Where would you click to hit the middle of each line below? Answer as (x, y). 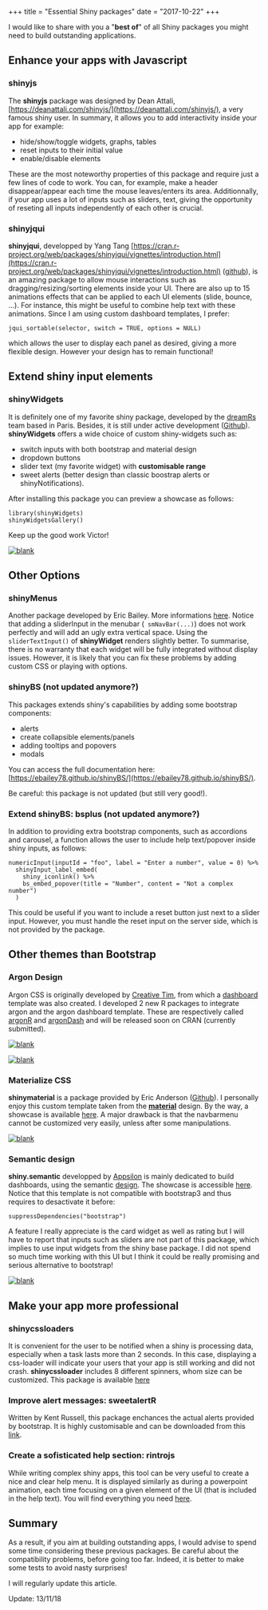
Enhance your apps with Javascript (98, 60)
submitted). (27, 1028)
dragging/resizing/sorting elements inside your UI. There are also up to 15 (129, 288)
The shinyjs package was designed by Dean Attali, (92, 101)
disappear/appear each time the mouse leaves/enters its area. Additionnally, (134, 191)
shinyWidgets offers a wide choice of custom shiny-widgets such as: (123, 433)
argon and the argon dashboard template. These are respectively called (126, 1012)
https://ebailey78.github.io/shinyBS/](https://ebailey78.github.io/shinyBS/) (132, 778)
